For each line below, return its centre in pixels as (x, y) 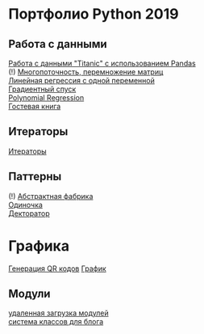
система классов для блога (56, 322)
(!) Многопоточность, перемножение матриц (86, 72)
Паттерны (35, 177)
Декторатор (29, 213)
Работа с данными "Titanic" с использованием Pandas (102, 63)
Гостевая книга (35, 106)
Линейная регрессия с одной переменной (81, 80)
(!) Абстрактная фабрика (51, 196)
